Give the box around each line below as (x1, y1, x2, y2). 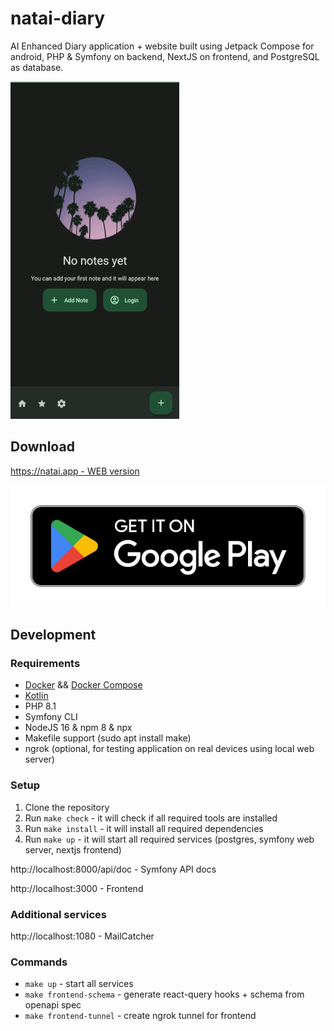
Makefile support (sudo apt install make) (24, 732, 192, 744)
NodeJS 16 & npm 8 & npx (24, 722, 133, 734)
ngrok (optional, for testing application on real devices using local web (24, 743, 315, 755)
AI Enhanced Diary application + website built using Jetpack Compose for (10, 40, 315, 52)
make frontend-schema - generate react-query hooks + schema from (24, 988, 305, 1001)
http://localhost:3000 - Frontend (10, 882, 144, 894)
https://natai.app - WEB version (10, 465, 140, 477)
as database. (10, 61, 64, 73)
